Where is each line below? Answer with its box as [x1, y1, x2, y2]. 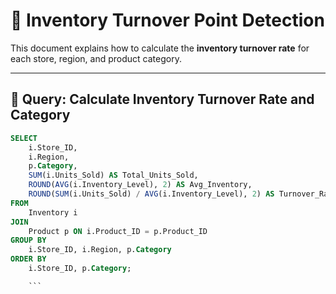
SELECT [10, 133, 38, 143]
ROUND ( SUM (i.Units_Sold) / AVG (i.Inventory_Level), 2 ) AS [28, 189, 275, 199]
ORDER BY [10, 254, 47, 264]
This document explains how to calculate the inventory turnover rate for [10, 42, 310, 54]
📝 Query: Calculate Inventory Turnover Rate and [10, 91, 315, 108]
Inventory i [28, 207, 78, 218]
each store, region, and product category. [10, 52, 182, 64]
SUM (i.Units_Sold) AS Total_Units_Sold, [28, 170, 199, 181]
